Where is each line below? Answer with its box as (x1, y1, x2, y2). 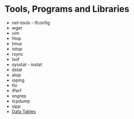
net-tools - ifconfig (11, 20, 50, 26)
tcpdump (11, 98, 30, 104)
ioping (11, 77, 25, 83)
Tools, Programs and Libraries (4, 3, 130, 15)
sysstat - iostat (11, 61, 42, 67)
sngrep (11, 92, 27, 99)
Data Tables (11, 108, 36, 114)
